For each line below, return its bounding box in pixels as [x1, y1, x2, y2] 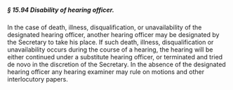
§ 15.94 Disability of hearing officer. [7, 6, 114, 14]
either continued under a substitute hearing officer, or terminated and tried [7, 52, 223, 61]
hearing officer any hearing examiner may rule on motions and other [7, 67, 205, 76]
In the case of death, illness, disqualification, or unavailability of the [7, 23, 202, 31]
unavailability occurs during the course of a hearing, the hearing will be [7, 45, 213, 54]
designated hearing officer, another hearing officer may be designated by [7, 30, 220, 38]
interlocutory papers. [7, 75, 68, 83]
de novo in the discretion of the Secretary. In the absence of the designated [7, 60, 226, 68]
